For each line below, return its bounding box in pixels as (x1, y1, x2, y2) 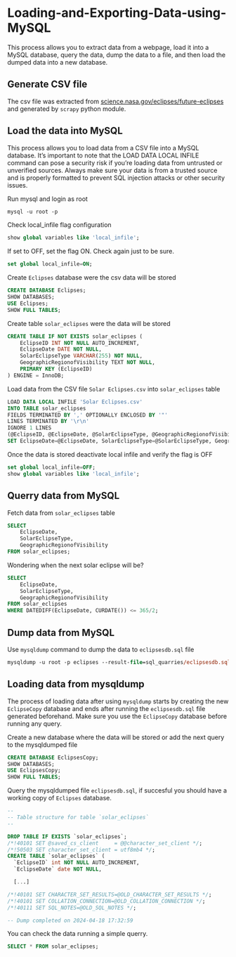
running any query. (7, 719, 62, 728)
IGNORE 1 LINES (7, 424, 52, 431)
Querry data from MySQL (7, 490, 120, 502)
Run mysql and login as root (7, 195, 88, 203)
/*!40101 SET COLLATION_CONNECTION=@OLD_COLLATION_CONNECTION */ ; (7, 897, 206, 904)
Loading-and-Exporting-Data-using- (7, 5, 227, 21)
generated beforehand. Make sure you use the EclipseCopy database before (7, 712, 227, 720)
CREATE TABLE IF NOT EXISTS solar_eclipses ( (7, 332, 143, 340)
